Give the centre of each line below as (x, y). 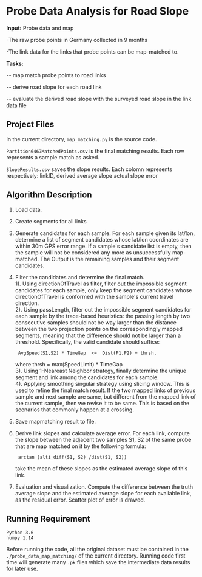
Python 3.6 (20, 533)
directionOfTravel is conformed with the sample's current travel (94, 296)
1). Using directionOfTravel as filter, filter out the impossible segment (101, 284)
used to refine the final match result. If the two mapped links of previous (105, 390)
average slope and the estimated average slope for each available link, (103, 493)
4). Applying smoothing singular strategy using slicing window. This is (102, 383)
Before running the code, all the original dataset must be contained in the (98, 550)
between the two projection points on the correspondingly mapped (99, 329)
